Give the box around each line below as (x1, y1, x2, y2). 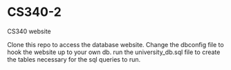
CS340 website (7, 27, 51, 35)
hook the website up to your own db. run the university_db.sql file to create (7, 48, 221, 56)
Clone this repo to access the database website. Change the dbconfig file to (7, 40, 224, 49)
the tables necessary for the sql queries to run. (7, 55, 140, 63)
